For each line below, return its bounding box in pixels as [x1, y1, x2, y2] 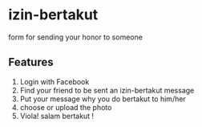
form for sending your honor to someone [8, 32, 143, 42]
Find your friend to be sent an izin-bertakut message [19, 85, 195, 95]
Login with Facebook [19, 76, 90, 86]
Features [8, 55, 54, 69]
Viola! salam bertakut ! [19, 111, 95, 121]
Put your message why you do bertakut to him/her [19, 94, 186, 104]
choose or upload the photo [19, 102, 112, 112]
